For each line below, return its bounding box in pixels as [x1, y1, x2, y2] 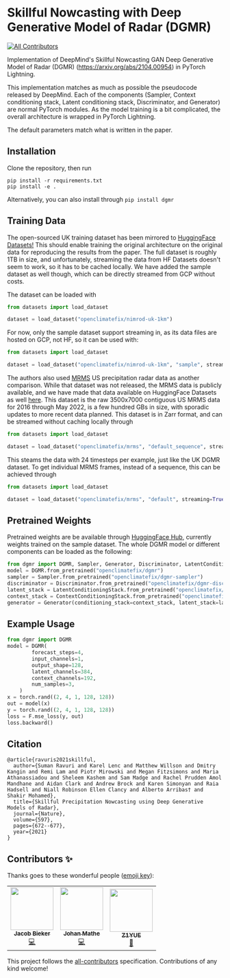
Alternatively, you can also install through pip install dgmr [7, 195, 175, 203]
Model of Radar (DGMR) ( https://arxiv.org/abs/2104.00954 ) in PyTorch [7, 62, 206, 71]
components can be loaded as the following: [7, 548, 132, 556]
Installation [7, 145, 56, 157]
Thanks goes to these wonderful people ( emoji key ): [7, 872, 155, 880]
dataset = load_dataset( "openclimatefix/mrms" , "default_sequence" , [7, 443, 207, 450]
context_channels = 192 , [31, 675, 97, 682]
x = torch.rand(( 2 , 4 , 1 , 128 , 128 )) [7, 694, 115, 701]
